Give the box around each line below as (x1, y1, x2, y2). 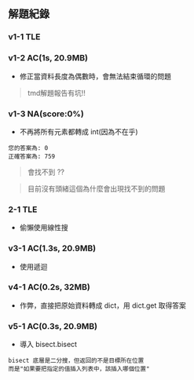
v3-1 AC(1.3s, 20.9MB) (8, 243, 97, 254)
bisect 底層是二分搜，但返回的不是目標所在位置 (8, 356, 145, 365)
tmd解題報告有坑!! (27, 88, 86, 97)
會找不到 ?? (27, 167, 65, 177)
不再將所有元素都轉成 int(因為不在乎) (19, 126, 139, 136)
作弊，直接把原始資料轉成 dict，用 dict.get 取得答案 (19, 301, 187, 310)
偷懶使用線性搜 (19, 223, 68, 232)
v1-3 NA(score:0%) (8, 108, 84, 119)
